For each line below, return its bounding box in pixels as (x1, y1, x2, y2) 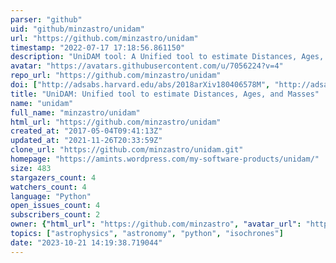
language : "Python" (10, 191, 92, 201)
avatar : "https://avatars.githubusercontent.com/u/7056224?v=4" (10, 61, 284, 71)
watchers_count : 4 (10, 182, 87, 192)
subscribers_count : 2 (10, 210, 101, 220)
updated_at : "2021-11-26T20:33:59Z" (10, 136, 163, 146)
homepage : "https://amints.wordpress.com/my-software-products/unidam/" (10, 154, 320, 164)
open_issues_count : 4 (10, 201, 101, 211)
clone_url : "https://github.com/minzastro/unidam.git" (10, 145, 244, 155)
